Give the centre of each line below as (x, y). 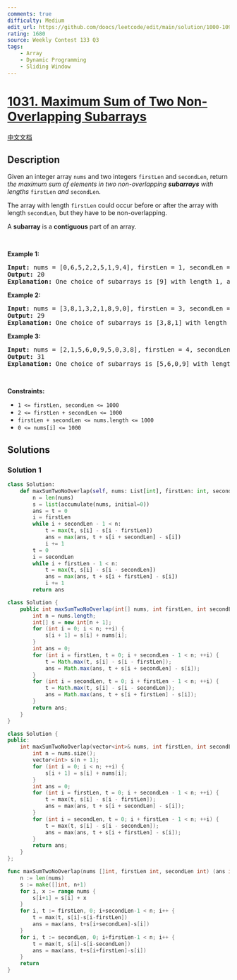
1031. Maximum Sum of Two (91, 102)
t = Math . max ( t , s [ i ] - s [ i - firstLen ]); (108, 662)
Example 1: (24, 254)
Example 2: (24, 295)
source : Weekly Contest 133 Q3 (53, 40)
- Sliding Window (45, 67)
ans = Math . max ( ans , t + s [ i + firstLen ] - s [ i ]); (121, 695)
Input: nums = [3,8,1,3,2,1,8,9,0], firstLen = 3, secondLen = (119, 309)
